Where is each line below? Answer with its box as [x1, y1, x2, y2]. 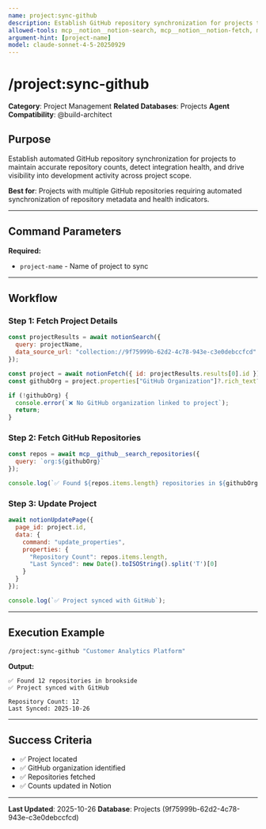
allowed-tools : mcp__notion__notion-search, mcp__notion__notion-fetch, [8, 26, 253, 34]
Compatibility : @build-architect [8, 110, 112, 120]
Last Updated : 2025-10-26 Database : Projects [8, 804, 161, 814]
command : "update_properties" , [22, 538, 126, 546]
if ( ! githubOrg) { [8, 392, 69, 399]
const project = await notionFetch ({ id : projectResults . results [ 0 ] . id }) [8, 369, 260, 377]
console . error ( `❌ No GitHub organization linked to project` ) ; [15, 399, 230, 407]
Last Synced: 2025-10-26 [8, 705, 90, 712]
